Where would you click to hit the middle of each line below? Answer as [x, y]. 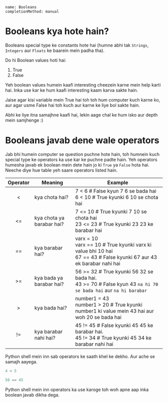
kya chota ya [49, 217]
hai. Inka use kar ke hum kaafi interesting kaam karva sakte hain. [72, 90]
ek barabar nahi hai [97, 263]
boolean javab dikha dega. [32, 394]
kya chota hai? [51, 197]
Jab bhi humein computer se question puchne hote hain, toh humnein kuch [82, 154]
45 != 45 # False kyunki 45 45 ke [114, 325]
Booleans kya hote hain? [57, 31]
